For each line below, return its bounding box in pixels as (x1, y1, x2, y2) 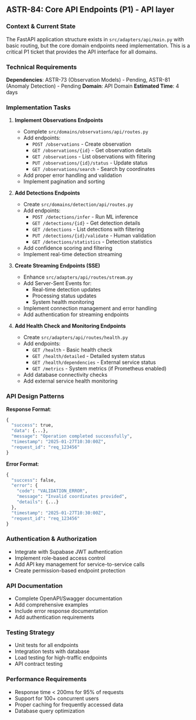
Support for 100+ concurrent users (14, 695, 99, 702)
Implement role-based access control (14, 554, 106, 561)
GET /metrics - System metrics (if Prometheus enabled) (32, 365, 167, 372)
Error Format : (6, 460, 39, 467)
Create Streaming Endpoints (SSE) (14, 262, 101, 269)
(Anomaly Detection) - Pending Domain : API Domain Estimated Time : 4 (6, 82, 180, 89)
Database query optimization (14, 707, 85, 714)
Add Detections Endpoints (14, 189, 80, 196)
